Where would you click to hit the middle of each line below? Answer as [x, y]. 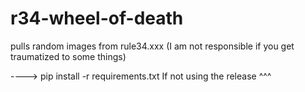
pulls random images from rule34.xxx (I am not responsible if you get [152, 46]
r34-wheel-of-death [97, 18]
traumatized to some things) [68, 56]
